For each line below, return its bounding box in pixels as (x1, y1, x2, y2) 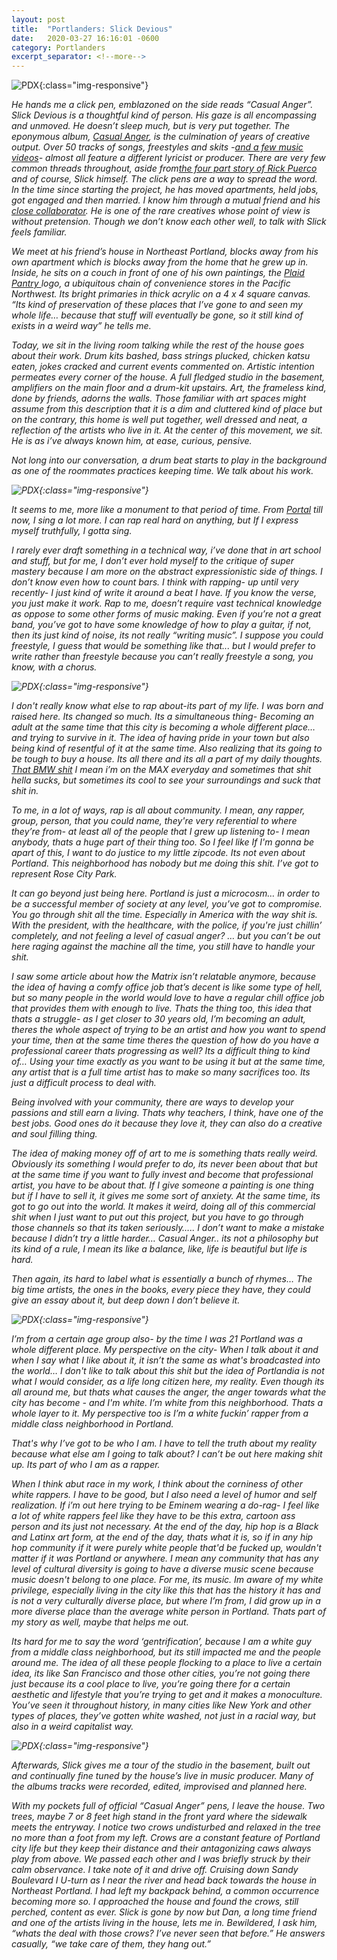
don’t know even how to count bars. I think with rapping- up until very (11, 576, 299, 588)
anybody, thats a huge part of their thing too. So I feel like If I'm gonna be (11, 836, 315, 848)
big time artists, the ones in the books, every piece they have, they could (11, 1284, 311, 1296)
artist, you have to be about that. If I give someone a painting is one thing (11, 1179, 314, 1191)
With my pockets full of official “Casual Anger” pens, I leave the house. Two (11, 1800, 326, 1812)
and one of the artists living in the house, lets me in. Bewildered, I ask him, (11, 1917, 318, 1929)
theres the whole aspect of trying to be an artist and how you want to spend (11, 1024, 326, 1036)
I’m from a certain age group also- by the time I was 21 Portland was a (11, 1333, 303, 1345)
